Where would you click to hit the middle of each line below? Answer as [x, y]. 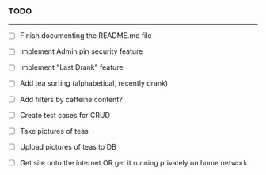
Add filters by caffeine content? [71, 99]
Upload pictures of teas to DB [68, 146]
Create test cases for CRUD [65, 115]
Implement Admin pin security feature [81, 51]
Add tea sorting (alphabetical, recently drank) [94, 83]
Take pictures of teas [54, 131]
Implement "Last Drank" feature [71, 67]
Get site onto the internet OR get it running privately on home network [133, 162]
